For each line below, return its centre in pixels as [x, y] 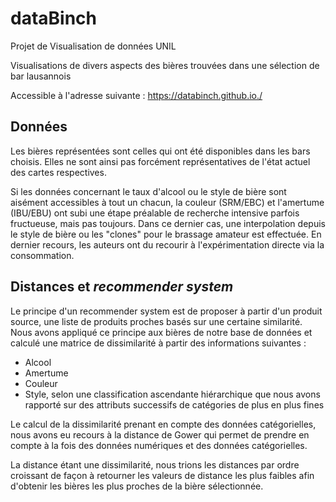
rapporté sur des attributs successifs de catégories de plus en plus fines [174, 404]
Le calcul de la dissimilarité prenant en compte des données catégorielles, [163, 424]
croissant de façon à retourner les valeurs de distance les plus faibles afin [162, 475]
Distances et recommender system [122, 287]
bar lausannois [41, 76]
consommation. [42, 255]
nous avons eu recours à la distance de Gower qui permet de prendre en [160, 434]
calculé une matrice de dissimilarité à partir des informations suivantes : [158, 343]
